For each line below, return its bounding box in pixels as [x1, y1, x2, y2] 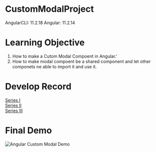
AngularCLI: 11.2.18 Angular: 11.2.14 [5, 20, 75, 26]
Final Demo [5, 125, 52, 136]
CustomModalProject [5, 3, 94, 15]
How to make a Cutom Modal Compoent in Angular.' [12, 53, 118, 59]
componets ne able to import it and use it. [12, 63, 97, 69]
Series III [5, 107, 23, 114]
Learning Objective [5, 37, 85, 48]
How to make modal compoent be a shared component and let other [12, 58, 151, 64]
